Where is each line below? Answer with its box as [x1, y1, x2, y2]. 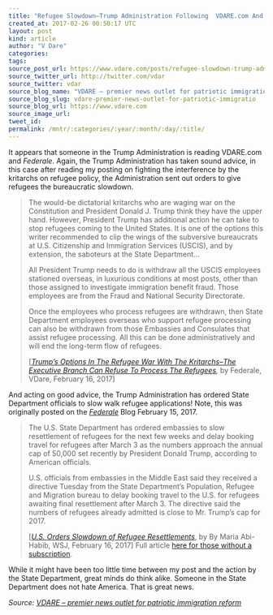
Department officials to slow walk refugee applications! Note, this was [8, 398, 243, 408]
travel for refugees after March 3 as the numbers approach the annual [28, 440, 263, 449]
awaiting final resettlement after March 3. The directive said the [28, 498, 241, 508]
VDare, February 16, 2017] [28, 374, 115, 384]
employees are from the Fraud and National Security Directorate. [28, 290, 245, 300]
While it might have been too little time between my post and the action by [8, 565, 257, 574]
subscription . [28, 548, 73, 558]
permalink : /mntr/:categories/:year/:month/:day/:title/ [8, 125, 206, 133]
